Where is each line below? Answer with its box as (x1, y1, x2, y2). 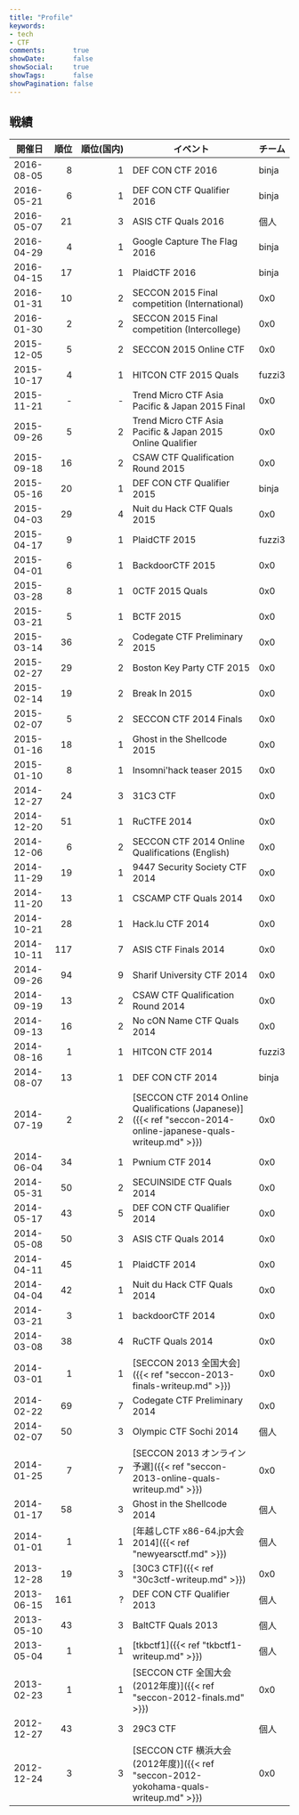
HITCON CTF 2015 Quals (132, 369, 239, 381)
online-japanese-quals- (132, 1125, 237, 1137)
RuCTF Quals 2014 (132, 1335, 214, 1347)
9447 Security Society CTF (132, 861, 247, 874)
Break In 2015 (132, 688, 193, 700)
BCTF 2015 (132, 611, 182, 623)
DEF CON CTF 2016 (132, 164, 218, 176)
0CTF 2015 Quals (132, 585, 208, 598)
